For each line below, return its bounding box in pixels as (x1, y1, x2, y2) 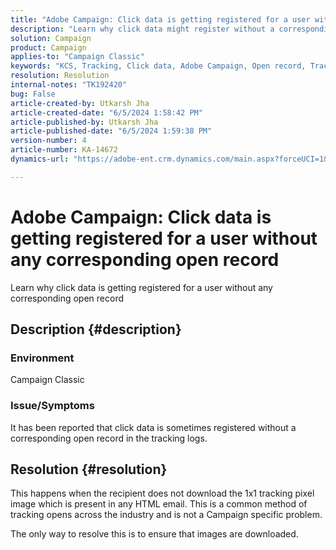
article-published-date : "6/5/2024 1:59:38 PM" (10, 126, 213, 136)
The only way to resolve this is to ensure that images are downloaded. (10, 528, 299, 540)
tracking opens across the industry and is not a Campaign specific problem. (10, 509, 323, 521)
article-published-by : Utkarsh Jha (10, 117, 159, 127)
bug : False (10, 89, 56, 99)
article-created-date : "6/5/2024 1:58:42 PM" (10, 107, 203, 118)
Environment (10, 351, 75, 365)
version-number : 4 (10, 136, 87, 146)
